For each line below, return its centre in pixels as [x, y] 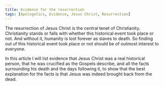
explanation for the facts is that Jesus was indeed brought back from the [79, 74]
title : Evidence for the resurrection [45, 10]
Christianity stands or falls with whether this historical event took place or [79, 33]
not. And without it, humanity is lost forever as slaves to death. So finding [79, 38]
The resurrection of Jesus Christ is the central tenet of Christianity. [73, 28]
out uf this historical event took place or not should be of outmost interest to [82, 43]
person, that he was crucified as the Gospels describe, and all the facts [77, 64]
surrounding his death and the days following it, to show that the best [75, 68]
